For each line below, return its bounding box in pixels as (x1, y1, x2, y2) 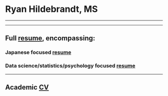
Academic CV (5, 83, 49, 92)
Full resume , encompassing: (5, 34, 95, 43)
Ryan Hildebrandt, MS (5, 3, 98, 15)
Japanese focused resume (5, 49, 71, 56)
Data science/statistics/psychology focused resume (5, 62, 136, 69)
